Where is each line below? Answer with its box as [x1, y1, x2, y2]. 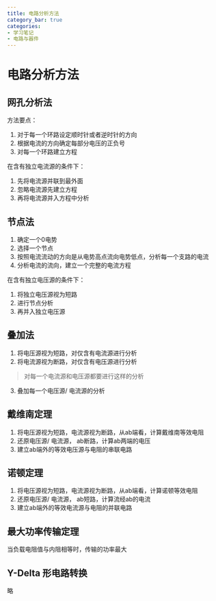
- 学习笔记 [7, 29, 34, 36]
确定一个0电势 [16, 235, 57, 243]
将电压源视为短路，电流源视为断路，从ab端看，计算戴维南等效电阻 [16, 428, 204, 436]
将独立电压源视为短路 [16, 290, 77, 298]
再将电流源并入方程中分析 [16, 194, 90, 202]
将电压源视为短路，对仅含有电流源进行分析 [16, 349, 137, 357]
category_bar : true [7, 16, 63, 23]
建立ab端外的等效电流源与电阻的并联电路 [16, 504, 133, 512]
